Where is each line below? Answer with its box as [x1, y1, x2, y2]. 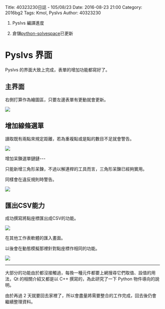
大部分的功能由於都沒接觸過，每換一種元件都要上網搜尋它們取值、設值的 [5, 270, 151, 276]
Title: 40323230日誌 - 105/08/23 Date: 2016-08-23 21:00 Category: [5, 4, 142, 10]
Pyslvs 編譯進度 [12, 20, 44, 26]
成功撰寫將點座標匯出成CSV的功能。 [5, 215, 79, 221]
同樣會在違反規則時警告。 [5, 176, 57, 182]
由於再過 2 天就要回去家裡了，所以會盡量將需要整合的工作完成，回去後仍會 [5, 293, 157, 299]
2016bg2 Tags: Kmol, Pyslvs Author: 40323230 [5, 10, 101, 16]
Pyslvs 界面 [5, 50, 53, 61]
